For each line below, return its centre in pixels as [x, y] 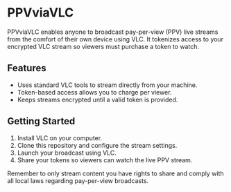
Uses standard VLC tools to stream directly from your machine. [107, 85]
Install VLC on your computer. [60, 138]
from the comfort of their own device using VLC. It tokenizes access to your [115, 39]
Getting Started [41, 121]
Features [27, 68]
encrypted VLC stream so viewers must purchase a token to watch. [103, 46]
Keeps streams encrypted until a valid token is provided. [97, 99]
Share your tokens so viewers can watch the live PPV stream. [105, 160]
